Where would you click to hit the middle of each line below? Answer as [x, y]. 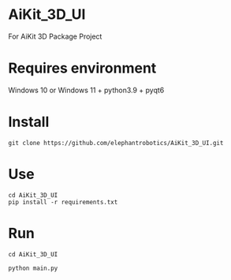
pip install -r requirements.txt [63, 202]
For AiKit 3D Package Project [55, 36]
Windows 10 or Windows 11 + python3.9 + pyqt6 [86, 90]
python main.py [33, 268]
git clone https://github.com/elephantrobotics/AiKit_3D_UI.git [116, 143]
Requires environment [82, 68]
